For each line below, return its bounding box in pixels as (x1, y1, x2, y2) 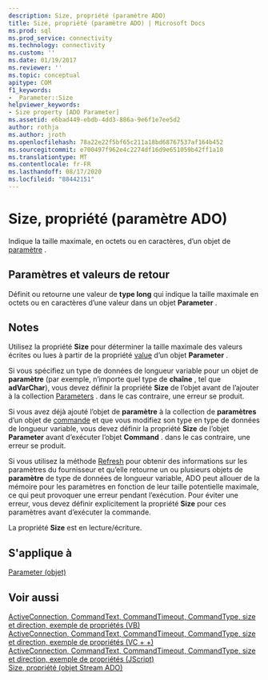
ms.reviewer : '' (8, 64, 62, 72)
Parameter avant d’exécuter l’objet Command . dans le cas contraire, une (8, 433, 250, 442)
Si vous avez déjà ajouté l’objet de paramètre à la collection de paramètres (8, 407, 257, 417)
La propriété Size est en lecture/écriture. (8, 523, 142, 533)
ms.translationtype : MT (8, 153, 88, 161)
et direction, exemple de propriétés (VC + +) (8, 638, 154, 647)
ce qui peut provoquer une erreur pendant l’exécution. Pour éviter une (8, 490, 238, 500)
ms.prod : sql (8, 26, 52, 34)
